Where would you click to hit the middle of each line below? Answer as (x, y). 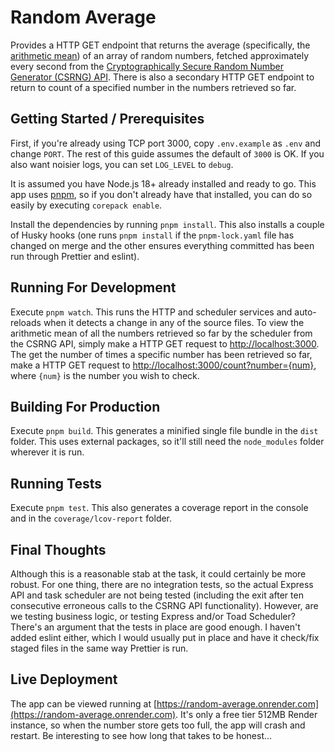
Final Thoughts (58, 549)
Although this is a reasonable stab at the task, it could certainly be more (158, 574)
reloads (26, 322)
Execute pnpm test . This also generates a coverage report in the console (159, 508)
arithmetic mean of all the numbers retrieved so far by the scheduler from (161, 333)
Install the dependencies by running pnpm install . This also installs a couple (167, 224)
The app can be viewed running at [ (84, 703)
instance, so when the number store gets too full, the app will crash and (158, 725)
